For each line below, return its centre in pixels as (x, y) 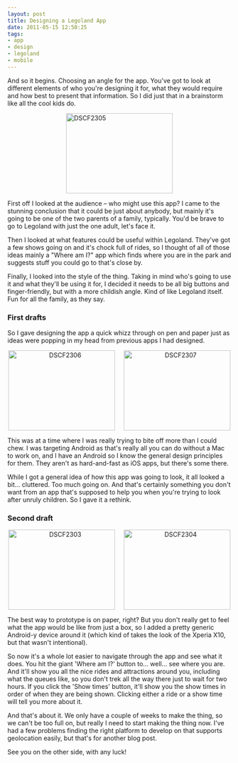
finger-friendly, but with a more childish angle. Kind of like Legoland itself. (115, 291)
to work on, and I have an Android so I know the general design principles (115, 456)
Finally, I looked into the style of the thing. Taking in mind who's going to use (119, 276)
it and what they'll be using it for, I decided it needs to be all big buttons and (118, 284)
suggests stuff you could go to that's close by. (75, 262)
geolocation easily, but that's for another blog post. (82, 738)
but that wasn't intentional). (47, 643)
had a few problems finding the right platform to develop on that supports (115, 731)
